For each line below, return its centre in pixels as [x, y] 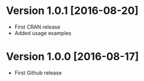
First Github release [38, 73]
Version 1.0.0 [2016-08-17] [73, 57]
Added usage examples [43, 33]
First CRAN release [37, 27]
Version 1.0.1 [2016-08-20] [72, 11]
